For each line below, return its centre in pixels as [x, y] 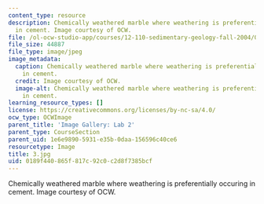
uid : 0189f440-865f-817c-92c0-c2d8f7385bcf [81, 162]
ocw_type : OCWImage [40, 118]
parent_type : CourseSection [54, 132]
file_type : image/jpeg [45, 52]
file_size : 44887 [37, 45]
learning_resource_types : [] [56, 103]
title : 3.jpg [29, 154]
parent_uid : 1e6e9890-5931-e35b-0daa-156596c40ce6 [93, 139]
